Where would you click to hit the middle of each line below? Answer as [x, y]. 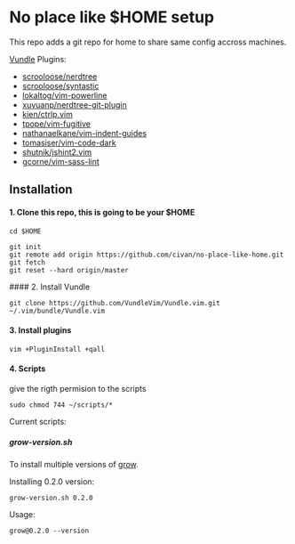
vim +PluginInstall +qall [57, 349]
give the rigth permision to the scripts [78, 388]
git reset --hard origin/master [69, 270]
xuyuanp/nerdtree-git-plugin [74, 104]
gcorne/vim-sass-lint [60, 161]
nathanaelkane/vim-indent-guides [84, 133]
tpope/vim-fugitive [56, 124]
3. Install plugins [40, 330]
